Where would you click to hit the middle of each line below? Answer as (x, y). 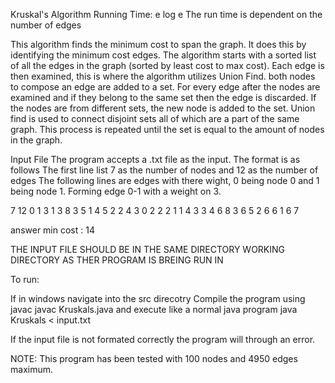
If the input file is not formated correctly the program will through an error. (163, 339)
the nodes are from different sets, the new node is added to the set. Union (163, 108)
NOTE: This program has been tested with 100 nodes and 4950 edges (154, 358)
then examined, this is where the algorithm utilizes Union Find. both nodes (163, 76)
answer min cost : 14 (52, 230)
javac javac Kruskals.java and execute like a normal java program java (154, 309)
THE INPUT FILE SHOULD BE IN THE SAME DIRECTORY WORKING (148, 249)
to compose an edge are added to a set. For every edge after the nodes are (165, 87)
